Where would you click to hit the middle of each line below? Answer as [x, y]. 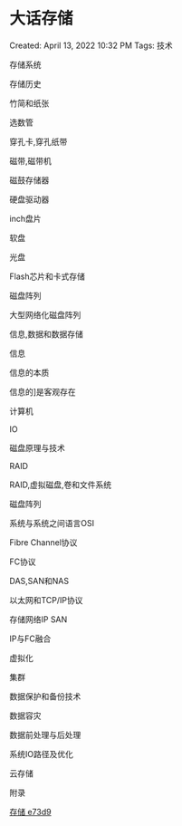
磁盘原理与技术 [37, 447]
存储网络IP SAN [38, 619]
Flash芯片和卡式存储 [48, 276]
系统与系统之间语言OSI [52, 523]
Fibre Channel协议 [43, 542]
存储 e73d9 [30, 812]
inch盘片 [25, 218]
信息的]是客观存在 [43, 391]
